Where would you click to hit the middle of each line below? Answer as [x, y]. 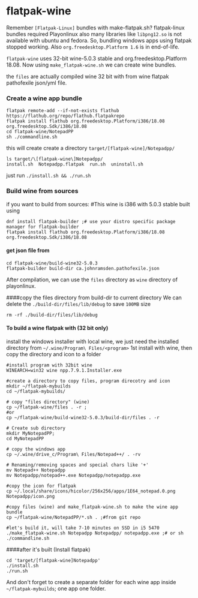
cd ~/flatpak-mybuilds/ [36, 391]
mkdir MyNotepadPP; [31, 433]
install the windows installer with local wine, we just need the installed [92, 341]
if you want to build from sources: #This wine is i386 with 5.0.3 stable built [98, 204]
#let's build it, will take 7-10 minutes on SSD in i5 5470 [83, 528]
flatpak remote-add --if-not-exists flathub [63, 111]
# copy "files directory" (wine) [48, 402]
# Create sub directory [36, 428]
